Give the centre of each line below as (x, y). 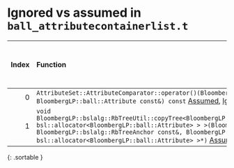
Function (52, 64)
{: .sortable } (25, 157)
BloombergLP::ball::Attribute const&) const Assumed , (128, 100)
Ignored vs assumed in (74, 13)
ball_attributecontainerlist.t (98, 26)
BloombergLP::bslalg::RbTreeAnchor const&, (110, 132)
